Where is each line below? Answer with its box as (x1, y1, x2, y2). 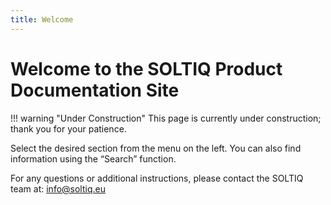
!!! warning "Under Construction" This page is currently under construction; (10, 112, 322, 124)
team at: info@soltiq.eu (10, 182, 106, 195)
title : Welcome (10, 14, 74, 25)
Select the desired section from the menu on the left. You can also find (10, 142, 302, 154)
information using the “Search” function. (10, 152, 177, 165)
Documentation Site (10, 79, 180, 101)
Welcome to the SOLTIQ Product (10, 57, 283, 80)
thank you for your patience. (10, 122, 127, 135)
